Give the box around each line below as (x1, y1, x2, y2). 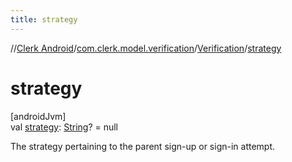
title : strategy (10, 14, 78, 25)
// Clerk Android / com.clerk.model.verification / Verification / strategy (10, 42, 282, 54)
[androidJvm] (10, 110, 67, 122)
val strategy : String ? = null (10, 121, 119, 133)
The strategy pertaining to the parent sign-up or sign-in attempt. (10, 140, 276, 152)
